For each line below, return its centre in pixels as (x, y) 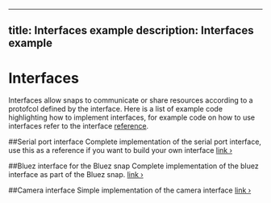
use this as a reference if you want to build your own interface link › (120, 150)
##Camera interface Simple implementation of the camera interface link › (130, 190)
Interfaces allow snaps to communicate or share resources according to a (131, 100)
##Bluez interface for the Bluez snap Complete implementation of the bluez (134, 166)
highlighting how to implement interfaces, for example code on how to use (132, 117)
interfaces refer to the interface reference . (79, 126)
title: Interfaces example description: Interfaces (131, 30)
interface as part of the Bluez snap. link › (76, 175)
